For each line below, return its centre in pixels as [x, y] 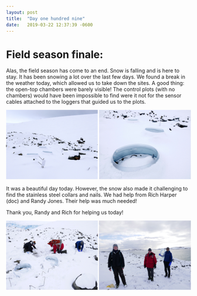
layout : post [22, 12]
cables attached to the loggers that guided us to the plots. [76, 102]
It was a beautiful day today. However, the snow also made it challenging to [97, 189]
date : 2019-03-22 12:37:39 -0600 [50, 25]
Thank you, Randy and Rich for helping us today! [65, 212]
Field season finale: [55, 54]
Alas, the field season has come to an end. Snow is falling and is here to [93, 71]
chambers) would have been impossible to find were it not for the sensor [94, 96]
